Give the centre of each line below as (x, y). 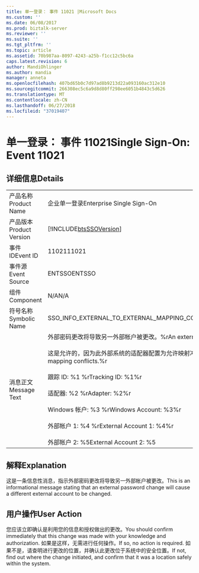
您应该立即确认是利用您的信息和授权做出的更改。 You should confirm (90, 529)
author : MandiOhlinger (34, 67)
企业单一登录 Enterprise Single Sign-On (102, 204)
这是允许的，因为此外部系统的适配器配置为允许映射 (119, 353)
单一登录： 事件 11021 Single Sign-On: (98, 142)
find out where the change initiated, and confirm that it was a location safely (99, 557)
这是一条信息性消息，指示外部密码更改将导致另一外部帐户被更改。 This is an (98, 481)
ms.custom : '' (24, 17)
